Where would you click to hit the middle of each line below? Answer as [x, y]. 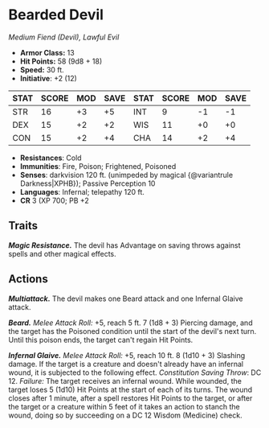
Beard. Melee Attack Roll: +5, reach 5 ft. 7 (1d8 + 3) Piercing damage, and [130, 323]
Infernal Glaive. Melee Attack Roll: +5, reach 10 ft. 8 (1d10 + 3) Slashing [127, 355]
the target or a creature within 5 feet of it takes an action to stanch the [124, 406]
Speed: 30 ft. [42, 69]
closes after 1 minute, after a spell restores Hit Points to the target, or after [130, 398]
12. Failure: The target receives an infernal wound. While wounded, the [125, 381]
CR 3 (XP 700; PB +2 [55, 200]
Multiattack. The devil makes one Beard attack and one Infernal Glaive [126, 298]
